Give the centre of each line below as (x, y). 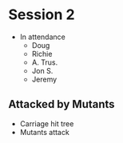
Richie (42, 54)
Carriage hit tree (47, 123)
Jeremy (44, 79)
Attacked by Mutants (61, 104)
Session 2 (42, 15)
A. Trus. (45, 62)
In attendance (42, 37)
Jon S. (42, 70)
